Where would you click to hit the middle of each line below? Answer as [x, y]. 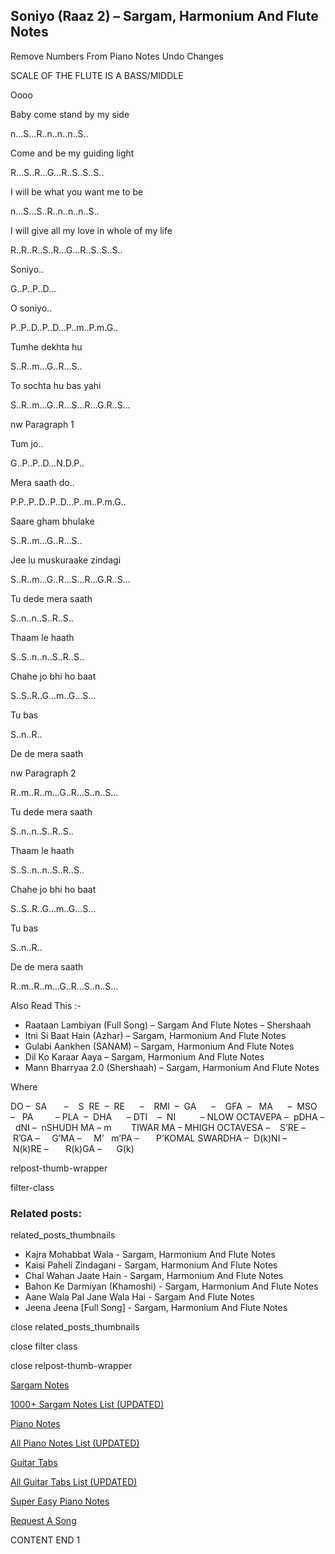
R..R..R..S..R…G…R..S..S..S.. [66, 250]
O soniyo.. [31, 308]
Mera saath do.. [42, 482]
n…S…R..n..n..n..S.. [49, 133]
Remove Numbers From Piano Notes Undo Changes [117, 56]
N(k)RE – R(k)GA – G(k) [73, 1148]
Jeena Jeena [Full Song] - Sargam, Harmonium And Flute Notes [156, 1308]
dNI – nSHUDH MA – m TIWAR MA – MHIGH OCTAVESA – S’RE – [160, 1127]
